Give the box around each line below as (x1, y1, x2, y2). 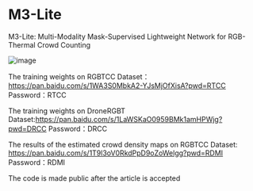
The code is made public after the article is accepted (8, 173, 181, 183)
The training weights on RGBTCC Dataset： (8, 71, 150, 81)
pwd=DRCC (8, 124, 47, 133)
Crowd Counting (36, 40, 91, 49)
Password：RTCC (8, 90, 67, 100)
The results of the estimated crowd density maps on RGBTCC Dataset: (8, 139, 238, 149)
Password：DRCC (48, 124, 108, 133)
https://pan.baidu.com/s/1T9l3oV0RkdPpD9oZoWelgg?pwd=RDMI (8, 148, 224, 158)
